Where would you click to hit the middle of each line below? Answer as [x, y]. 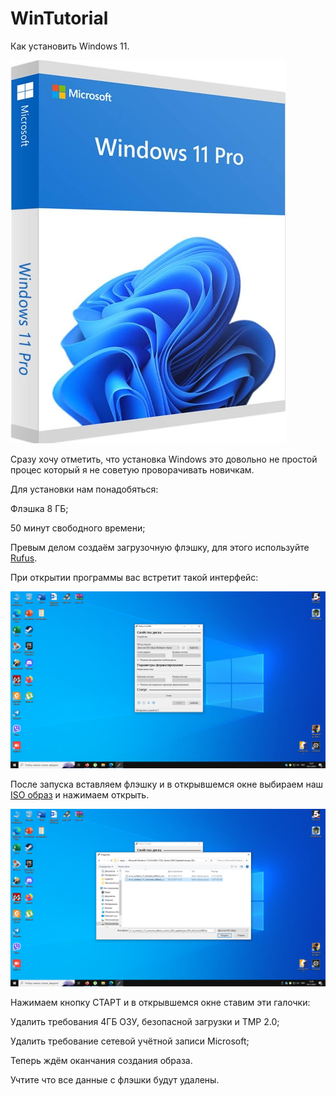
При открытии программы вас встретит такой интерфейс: [134, 577]
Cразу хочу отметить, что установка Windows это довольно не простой [164, 459]
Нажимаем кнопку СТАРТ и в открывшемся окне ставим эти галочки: [160, 1002]
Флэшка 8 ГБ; [39, 508]
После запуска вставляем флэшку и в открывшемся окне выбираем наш [167, 784]
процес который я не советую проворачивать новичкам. [132, 469]
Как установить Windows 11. [70, 46]
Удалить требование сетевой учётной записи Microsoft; [130, 1041]
